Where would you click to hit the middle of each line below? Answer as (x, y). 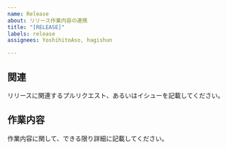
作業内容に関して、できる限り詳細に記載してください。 (88, 138)
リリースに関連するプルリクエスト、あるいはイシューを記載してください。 (116, 95)
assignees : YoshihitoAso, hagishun (60, 40)
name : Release (28, 14)
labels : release (31, 34)
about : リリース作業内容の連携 (48, 21)
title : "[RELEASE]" (36, 27)
